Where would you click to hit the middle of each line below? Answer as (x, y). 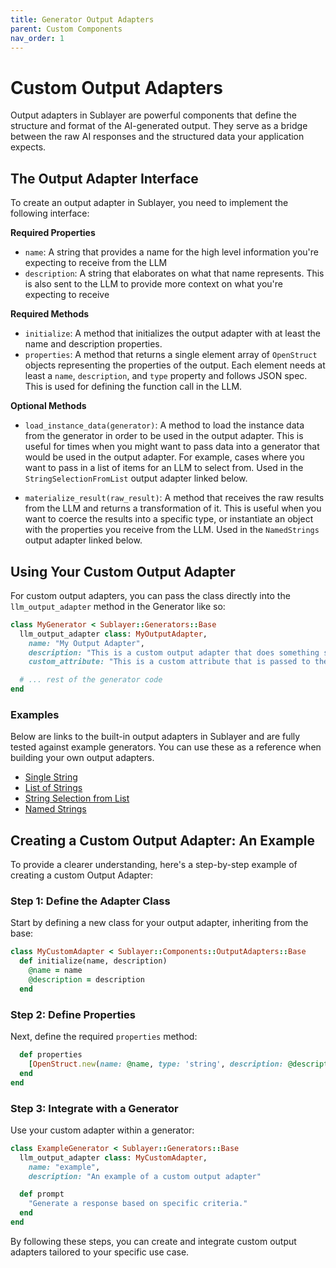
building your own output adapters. (82, 758)
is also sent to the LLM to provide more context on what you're (153, 284)
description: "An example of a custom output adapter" (145, 1176)
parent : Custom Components (66, 29)
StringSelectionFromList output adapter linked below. (136, 478)
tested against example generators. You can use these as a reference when (166, 747)
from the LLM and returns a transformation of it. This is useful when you (173, 508)
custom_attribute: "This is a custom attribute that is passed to (169, 662)
